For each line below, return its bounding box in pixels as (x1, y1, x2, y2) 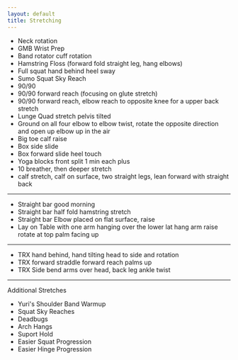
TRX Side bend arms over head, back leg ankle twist (17, 265, 171, 274)
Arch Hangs (17, 322, 53, 330)
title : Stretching (7, 17, 62, 24)
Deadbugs (17, 315, 48, 323)
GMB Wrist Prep (17, 44, 65, 52)
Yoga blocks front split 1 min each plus (17, 157, 130, 165)
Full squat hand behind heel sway (17, 67, 115, 75)
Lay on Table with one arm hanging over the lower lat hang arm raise (17, 223, 218, 231)
